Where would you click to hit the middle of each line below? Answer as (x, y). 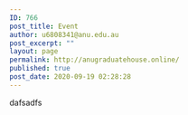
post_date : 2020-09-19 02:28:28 (70, 77)
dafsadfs (26, 102)
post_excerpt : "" (42, 43)
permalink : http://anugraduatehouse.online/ (94, 60)
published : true (40, 69)
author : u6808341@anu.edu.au (64, 34)
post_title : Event (44, 26)
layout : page (34, 52)
